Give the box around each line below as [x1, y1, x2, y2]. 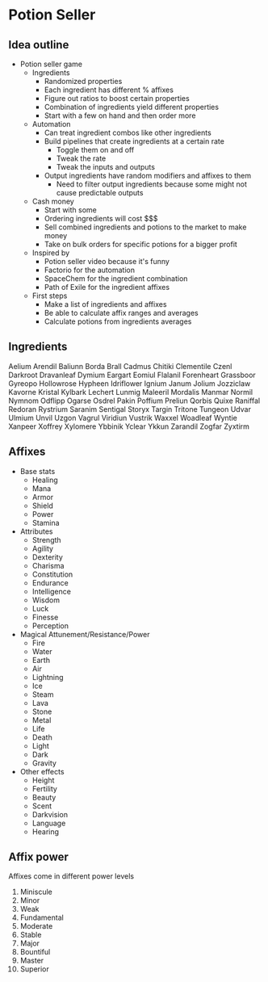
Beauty [31, 792, 57, 802]
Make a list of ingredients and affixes [44, 300, 167, 308]
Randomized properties [44, 77, 123, 86]
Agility [31, 543, 54, 553]
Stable [19, 930, 42, 940]
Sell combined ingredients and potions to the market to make [44, 222, 247, 232]
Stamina [31, 518, 60, 527]
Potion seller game [19, 59, 83, 69]
